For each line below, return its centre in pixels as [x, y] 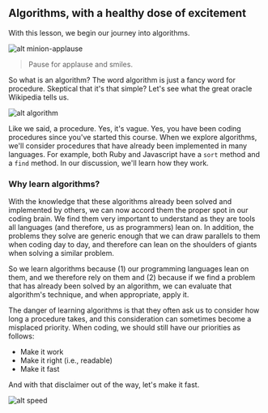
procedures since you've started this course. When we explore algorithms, [133, 137]
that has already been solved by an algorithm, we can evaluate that [120, 286]
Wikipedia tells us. [39, 97]
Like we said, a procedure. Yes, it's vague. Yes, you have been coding [125, 128]
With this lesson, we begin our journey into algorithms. [99, 32]
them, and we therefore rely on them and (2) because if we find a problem [132, 278]
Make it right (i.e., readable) [66, 360]
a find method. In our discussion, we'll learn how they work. [108, 163]
